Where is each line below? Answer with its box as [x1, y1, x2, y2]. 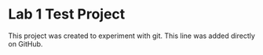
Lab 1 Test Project [8, 5, 126, 23]
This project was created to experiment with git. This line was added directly [8, 31, 255, 40]
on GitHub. [8, 39, 43, 48]
